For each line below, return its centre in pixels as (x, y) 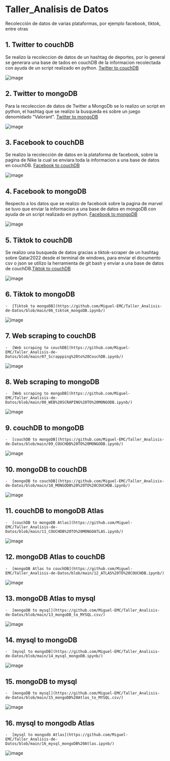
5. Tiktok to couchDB (39, 240)
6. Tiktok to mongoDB (40, 294)
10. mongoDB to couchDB (46, 469)
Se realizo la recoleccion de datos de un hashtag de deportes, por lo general (85, 57)
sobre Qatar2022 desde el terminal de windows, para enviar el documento (83, 258)
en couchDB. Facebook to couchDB (43, 166)
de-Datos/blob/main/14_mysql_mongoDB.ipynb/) (54, 656)
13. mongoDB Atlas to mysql (50, 599)
